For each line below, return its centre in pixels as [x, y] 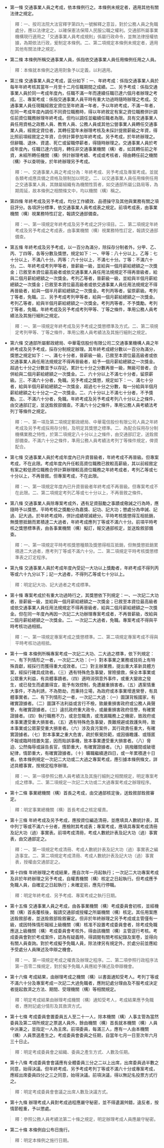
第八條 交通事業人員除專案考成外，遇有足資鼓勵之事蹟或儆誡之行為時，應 [84, 503]
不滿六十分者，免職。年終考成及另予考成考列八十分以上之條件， [92, 399]
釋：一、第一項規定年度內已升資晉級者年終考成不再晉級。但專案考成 [84, 486]
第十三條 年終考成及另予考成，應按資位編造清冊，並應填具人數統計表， [82, 820]
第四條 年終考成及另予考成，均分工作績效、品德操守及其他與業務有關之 [82, 201]
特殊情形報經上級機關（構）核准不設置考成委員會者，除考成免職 [92, 925]
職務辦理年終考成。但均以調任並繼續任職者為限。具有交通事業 [90, 118]
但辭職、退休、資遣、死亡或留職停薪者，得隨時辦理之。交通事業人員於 [82, 143]
